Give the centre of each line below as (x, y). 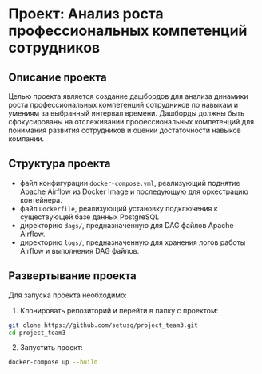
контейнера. (41, 199)
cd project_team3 (37, 333)
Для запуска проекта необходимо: (68, 295)
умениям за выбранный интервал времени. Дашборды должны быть (127, 113)
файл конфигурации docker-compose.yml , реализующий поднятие (130, 183)
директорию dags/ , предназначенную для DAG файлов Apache (127, 225)
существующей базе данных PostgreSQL (89, 217)
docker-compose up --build (53, 362)
